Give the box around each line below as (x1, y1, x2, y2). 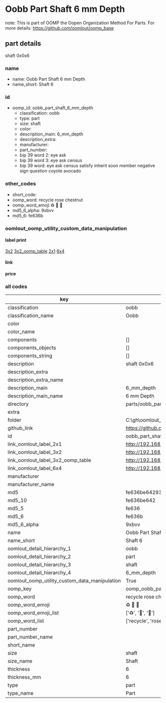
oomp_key (7, 585, 32, 592)
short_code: (12, 191, 37, 197)
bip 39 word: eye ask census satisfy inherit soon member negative (19, 163, 156, 169)
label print (5, 237, 27, 243)
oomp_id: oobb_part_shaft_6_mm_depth (12, 105, 93, 111)
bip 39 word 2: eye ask (19, 152, 67, 158)
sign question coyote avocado (19, 168, 82, 174)
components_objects (7, 345, 56, 351)
